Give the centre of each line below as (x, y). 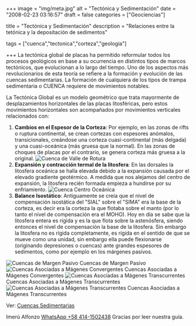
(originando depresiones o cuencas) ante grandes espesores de (92, 246)
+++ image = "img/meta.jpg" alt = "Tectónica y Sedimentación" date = (91, 8)
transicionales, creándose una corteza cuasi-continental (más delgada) (100, 140)
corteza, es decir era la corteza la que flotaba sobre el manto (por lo (97, 208)
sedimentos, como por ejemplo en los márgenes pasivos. (83, 252)
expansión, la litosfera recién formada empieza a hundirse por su (93, 183)
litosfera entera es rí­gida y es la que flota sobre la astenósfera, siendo (99, 221)
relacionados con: (28, 116)
